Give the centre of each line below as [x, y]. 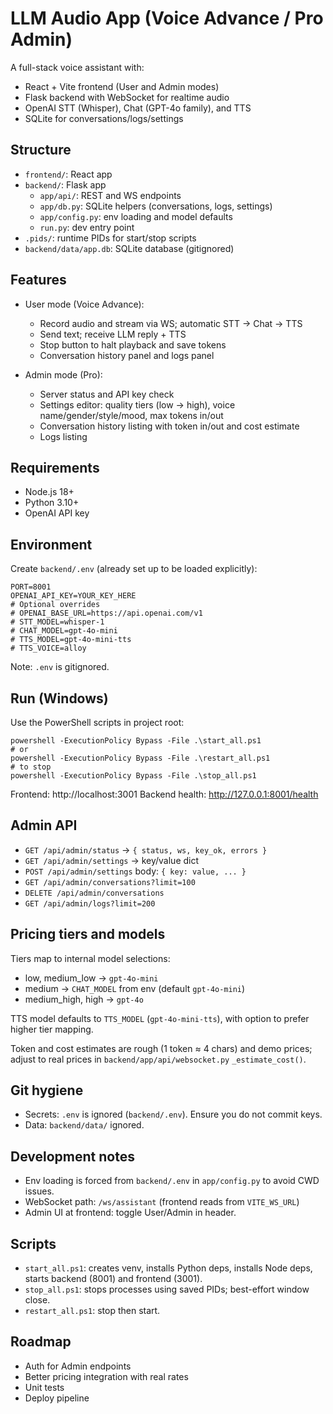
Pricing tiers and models [88, 934]
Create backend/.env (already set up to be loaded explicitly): [134, 569]
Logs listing [63, 436]
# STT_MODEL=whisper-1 [57, 622]
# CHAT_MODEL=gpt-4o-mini [64, 631]
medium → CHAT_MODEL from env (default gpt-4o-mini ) [135, 988]
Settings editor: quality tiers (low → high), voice [137, 404]
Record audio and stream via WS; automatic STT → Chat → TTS [171, 323]
